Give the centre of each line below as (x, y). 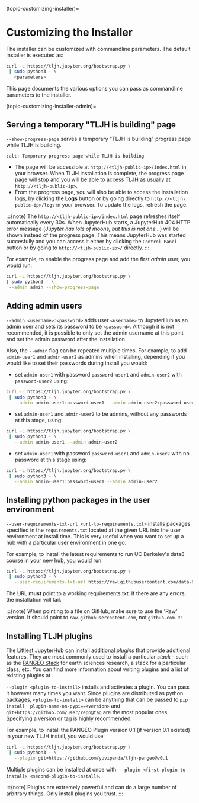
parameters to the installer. (39, 95)
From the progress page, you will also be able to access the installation (101, 192)
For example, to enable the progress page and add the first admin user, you (98, 259)
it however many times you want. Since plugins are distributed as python (95, 693)
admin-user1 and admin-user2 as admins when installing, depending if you (96, 356)
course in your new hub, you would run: (55, 560)
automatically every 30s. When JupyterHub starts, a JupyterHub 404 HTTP (98, 223)
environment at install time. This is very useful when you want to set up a (95, 536)
